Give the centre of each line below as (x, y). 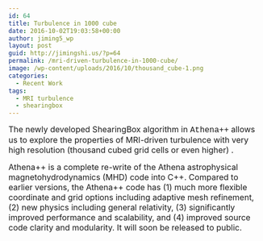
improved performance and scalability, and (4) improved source (129, 218)
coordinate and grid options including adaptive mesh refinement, (131, 197)
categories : (28, 76)
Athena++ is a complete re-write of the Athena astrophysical (123, 168)
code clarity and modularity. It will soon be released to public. (125, 228)
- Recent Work (39, 83)
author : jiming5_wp (41, 38)
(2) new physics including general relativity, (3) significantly (122, 208)
